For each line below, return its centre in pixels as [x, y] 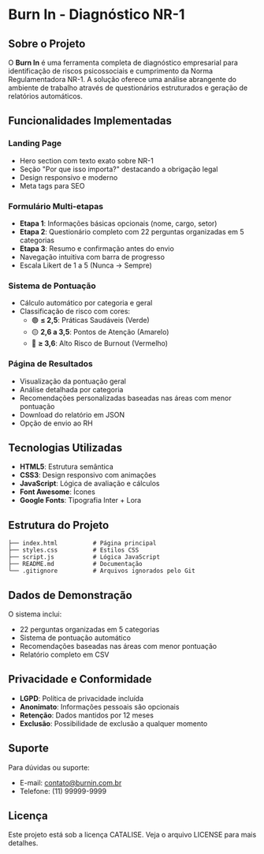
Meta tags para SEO [52, 185]
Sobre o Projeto [47, 44]
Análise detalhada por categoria [71, 389]
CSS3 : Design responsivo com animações [88, 475]
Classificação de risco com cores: [75, 311]
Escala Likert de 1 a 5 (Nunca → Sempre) [86, 265]
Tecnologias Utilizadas [65, 448]
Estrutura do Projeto [59, 525]
